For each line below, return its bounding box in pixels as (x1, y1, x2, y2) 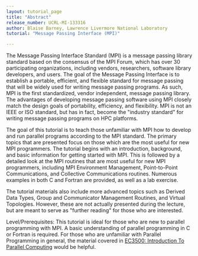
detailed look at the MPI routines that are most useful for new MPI (6, 158, 166, 165)
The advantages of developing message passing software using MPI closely (6, 96, 192, 103)
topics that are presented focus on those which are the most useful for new (6, 139, 190, 146)
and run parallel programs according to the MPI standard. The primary (6, 132, 177, 140)
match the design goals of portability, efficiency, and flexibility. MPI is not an (6, 102, 192, 109)
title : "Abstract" (6, 14, 51, 20)
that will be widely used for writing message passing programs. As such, (6, 83, 183, 90)
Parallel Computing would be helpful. (6, 244, 96, 251)
